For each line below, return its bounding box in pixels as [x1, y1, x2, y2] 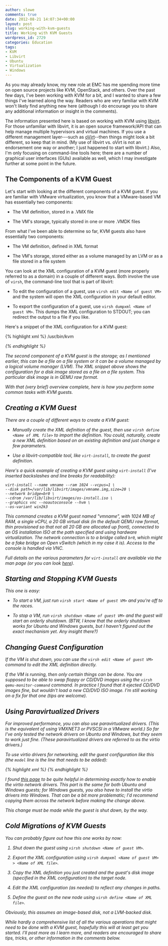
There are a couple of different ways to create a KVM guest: [5, 417, 130, 423]
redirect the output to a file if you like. [12, 314, 90, 320]
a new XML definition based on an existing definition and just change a [12, 437, 160, 443]
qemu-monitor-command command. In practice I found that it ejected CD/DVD [5, 682, 160, 688]
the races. [12, 603, 33, 609]
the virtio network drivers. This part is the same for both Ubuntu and [5, 782, 146, 788]
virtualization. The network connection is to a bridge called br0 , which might [5, 534, 163, 540]
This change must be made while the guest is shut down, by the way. [5, 807, 148, 813]
